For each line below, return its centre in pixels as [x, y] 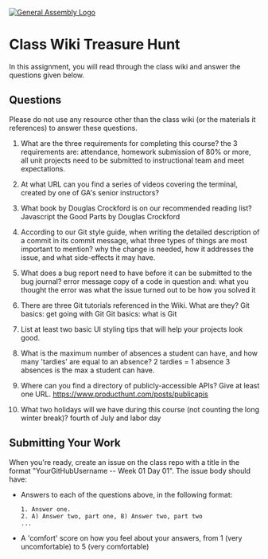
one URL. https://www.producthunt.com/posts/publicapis [115, 394]
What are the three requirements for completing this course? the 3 [129, 143]
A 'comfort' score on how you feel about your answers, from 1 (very [131, 537]
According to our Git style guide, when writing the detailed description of [140, 232]
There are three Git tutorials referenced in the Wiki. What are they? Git [135, 305]
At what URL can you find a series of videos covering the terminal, [129, 184]
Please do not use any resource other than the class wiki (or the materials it [132, 119]
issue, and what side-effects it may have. [88, 257]
